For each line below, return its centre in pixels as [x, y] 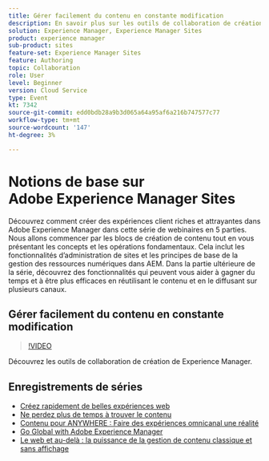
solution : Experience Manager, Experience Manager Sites [105, 30]
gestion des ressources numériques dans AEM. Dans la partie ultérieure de [132, 263]
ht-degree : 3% [32, 135]
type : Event [28, 98]
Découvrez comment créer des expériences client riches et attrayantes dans [134, 220]
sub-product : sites [41, 46]
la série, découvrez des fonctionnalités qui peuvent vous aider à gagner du [132, 272]
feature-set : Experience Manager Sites [75, 53]
